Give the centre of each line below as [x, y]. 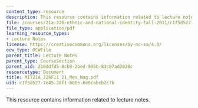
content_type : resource [35, 12]
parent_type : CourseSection [41, 61]
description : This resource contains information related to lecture [93, 17]
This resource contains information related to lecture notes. [78, 100]
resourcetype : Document [35, 72]
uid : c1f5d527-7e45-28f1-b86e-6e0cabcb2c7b [60, 83]
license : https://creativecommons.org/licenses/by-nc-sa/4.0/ [84, 45]
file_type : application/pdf [41, 28]
